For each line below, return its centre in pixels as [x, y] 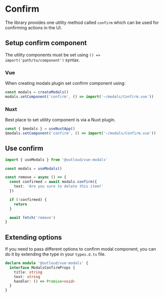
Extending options [33, 237]
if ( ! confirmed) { [28, 199]
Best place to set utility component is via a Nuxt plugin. [60, 120]
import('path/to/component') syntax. [42, 60]
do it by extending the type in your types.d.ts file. [55, 254]
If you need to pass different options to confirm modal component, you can [81, 249]
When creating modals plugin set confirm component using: [65, 83]
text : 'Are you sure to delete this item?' [59, 186]
